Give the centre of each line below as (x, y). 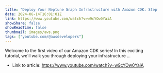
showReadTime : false (26, 28)
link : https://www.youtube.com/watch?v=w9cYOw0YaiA (58, 18)
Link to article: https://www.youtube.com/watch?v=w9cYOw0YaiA (78, 65)
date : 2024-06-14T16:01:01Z (33, 14)
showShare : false (23, 23)
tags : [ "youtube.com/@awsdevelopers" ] (44, 37)
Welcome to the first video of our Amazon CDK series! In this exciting (74, 50)
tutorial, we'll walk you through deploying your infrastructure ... (68, 55)
